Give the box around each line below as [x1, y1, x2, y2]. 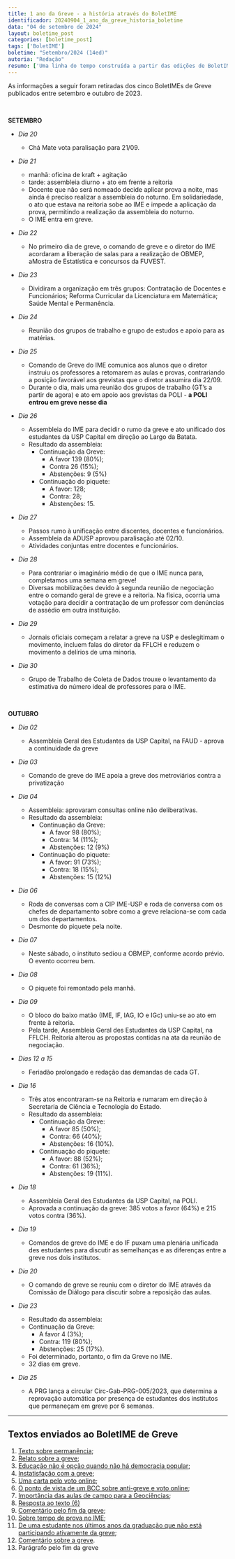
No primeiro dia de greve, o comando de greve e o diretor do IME [28, 242, 215, 251]
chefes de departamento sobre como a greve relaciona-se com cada [28, 907, 227, 916]
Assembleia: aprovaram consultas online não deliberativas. [28, 806, 198, 814]
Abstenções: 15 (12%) [49, 872, 112, 881]
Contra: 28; [49, 491, 82, 501]
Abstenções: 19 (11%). [49, 1169, 113, 1177]
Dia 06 [17, 886, 38, 895]
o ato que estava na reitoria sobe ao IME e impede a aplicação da [28, 200, 217, 209]
